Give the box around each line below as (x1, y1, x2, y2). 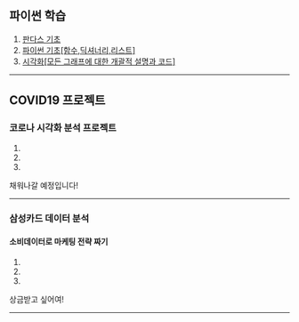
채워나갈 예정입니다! (9, 180, 78, 190)
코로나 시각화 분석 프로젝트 (9, 122, 117, 134)
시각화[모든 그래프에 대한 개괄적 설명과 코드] (21, 56, 176, 67)
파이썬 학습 (9, 8, 67, 24)
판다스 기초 (21, 34, 61, 44)
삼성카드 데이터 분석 (9, 213, 90, 225)
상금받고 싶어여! (9, 294, 65, 304)
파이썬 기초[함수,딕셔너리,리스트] (21, 44, 136, 55)
